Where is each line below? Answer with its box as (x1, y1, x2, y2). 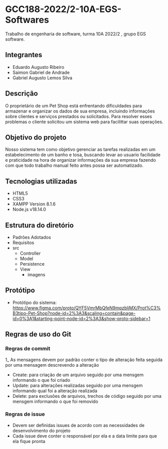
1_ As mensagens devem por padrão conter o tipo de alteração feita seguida (5, 357, 163, 363)
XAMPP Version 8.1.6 (12, 201, 56, 207)
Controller (20, 250, 41, 256)
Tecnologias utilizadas (5, 177, 77, 185)
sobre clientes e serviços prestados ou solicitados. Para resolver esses (5, 113, 152, 119)
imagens (27, 272, 46, 277)
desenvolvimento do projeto (12, 427, 71, 433)
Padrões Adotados (12, 235, 51, 240)
